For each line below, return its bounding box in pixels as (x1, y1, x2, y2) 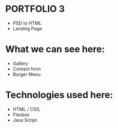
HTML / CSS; (12, 106, 41, 112)
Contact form (12, 66, 41, 72)
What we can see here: (5, 44, 105, 55)
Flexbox (12, 111, 30, 118)
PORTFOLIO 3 (5, 3, 65, 15)
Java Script (12, 117, 37, 123)
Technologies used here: (5, 89, 113, 101)
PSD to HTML (12, 20, 42, 26)
